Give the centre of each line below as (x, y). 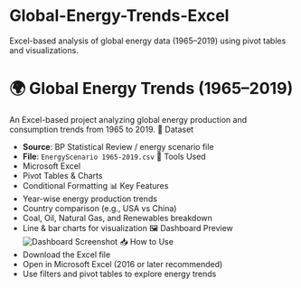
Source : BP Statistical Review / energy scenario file (118, 146)
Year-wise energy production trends (90, 199)
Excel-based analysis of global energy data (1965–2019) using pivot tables (148, 41)
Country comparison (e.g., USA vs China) (99, 208)
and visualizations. (44, 50)
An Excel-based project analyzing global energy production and (128, 119)
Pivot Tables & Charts (62, 175)
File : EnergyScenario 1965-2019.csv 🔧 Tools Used (114, 156)
